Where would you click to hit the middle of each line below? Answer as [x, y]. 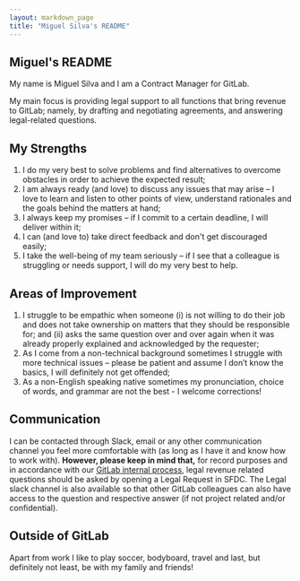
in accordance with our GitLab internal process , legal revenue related [137, 469]
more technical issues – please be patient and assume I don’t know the [153, 362]
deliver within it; [51, 227]
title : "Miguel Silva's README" [69, 26]
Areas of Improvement [73, 294]
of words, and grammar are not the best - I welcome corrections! [142, 391]
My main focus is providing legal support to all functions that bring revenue [148, 101]
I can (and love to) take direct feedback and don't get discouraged [145, 237]
